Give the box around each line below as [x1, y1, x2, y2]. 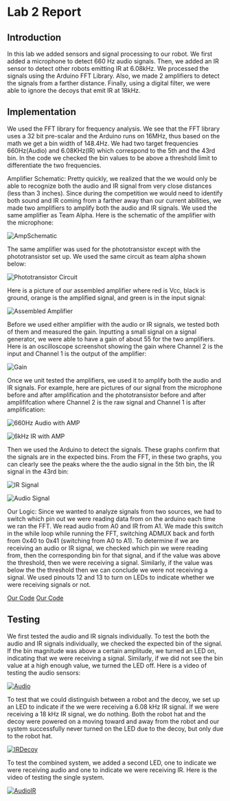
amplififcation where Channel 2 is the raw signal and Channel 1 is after [7, 398, 206, 406]
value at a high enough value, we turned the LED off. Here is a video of [7, 661, 207, 670]
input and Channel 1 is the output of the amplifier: [7, 349, 146, 358]
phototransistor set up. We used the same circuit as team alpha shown [7, 252, 207, 260]
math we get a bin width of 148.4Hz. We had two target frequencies [7, 139, 199, 147]
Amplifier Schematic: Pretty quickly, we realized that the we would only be [7, 174, 218, 182]
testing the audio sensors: [7, 668, 81, 676]
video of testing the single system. [7, 773, 105, 781]
